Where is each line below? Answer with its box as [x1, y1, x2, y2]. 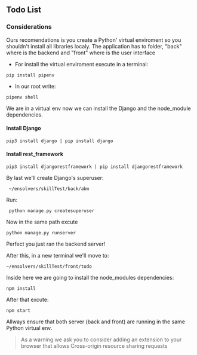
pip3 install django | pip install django [6, 137, 113, 144]
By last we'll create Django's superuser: [6, 175, 104, 182]
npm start [6, 308, 31, 314]
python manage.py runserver [6, 230, 76, 236]
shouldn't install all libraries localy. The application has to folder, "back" [6, 42, 182, 50]
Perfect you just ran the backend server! [6, 240, 106, 247]
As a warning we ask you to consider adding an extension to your [20, 336, 182, 343]
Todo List [6, 5, 42, 15]
